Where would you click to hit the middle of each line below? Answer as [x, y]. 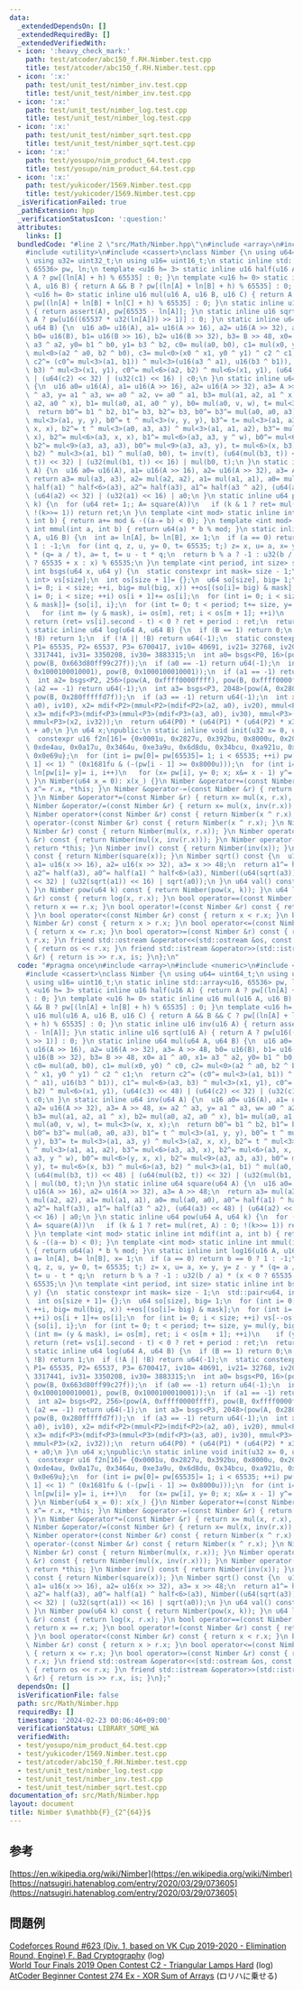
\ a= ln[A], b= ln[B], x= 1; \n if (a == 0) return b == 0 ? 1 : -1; [159, 1259]
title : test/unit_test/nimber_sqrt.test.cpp [110, 143]
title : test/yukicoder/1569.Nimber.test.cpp [110, 194]
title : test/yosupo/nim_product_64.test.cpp [110, 169]
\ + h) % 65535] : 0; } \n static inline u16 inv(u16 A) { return [151, 1024]
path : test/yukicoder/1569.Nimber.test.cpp [109, 186]
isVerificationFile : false [68, 1695]
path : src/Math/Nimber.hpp [68, 1703]
